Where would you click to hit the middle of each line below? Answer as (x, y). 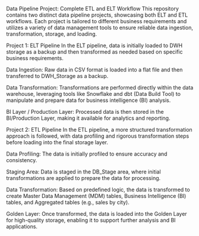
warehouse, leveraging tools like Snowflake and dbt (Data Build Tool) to (94, 94)
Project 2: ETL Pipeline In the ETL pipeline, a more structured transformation (99, 130)
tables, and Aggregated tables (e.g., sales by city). (68, 202)
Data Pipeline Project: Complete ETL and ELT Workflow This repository (93, 9)
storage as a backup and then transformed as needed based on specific (94, 52)
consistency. (22, 160)
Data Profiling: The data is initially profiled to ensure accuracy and (87, 154)
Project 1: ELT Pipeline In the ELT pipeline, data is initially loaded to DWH (94, 45)
